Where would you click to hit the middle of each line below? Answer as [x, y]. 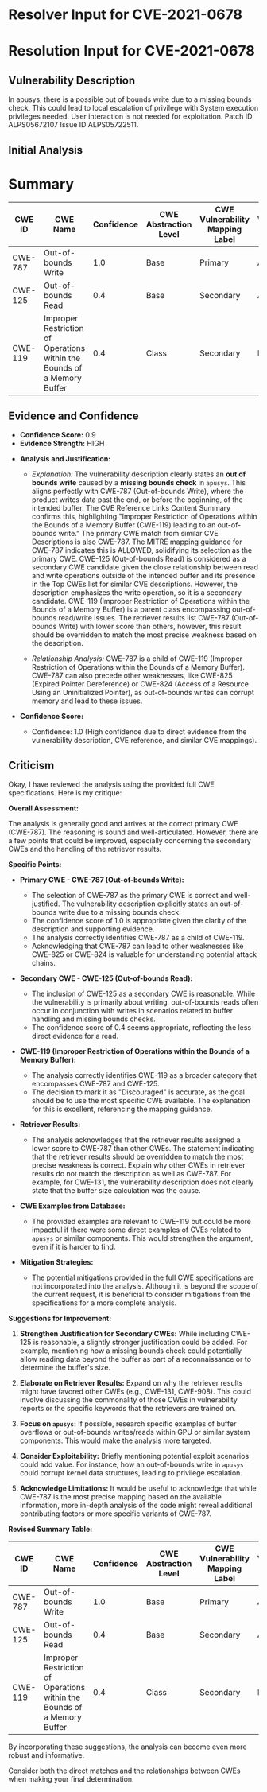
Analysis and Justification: [65, 459]
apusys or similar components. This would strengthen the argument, [142, 1238]
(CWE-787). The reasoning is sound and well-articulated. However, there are [133, 832]
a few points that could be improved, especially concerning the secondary [130, 841]
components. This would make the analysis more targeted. [116, 1440]
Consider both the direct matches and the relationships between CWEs [124, 1771]
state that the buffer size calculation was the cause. [116, 1191]
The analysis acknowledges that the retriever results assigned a [136, 1140]
